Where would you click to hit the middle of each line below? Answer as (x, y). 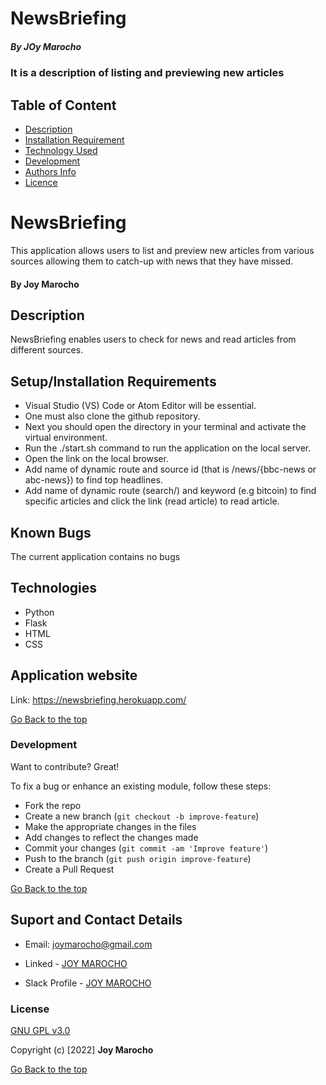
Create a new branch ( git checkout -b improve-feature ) (142, 816)
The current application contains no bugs (95, 556)
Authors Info (50, 171)
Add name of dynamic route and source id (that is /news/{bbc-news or (170, 469)
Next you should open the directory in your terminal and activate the (165, 427)
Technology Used (61, 150)
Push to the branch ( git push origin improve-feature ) (138, 858)
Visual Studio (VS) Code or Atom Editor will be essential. (140, 406)
